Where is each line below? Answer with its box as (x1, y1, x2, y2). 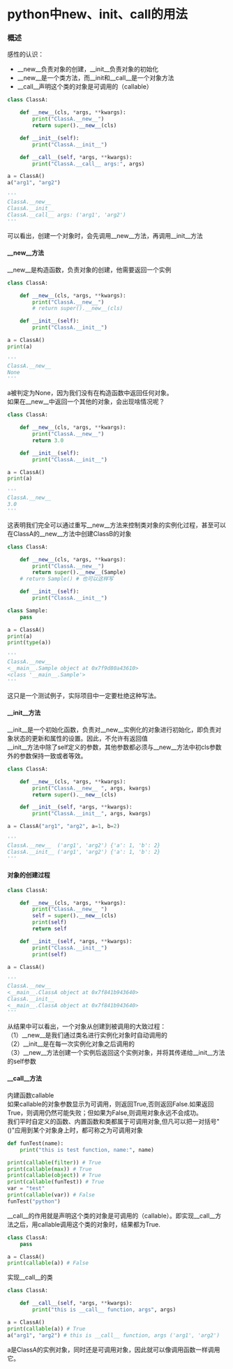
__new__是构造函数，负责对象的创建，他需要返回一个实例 (7, 265, 172, 274)
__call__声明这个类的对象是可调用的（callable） (17, 82, 153, 91)
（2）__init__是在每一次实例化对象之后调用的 (7, 1039, 135, 1048)
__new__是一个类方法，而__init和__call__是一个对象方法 (17, 74, 174, 82)
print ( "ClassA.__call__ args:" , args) (32, 160, 145, 168)
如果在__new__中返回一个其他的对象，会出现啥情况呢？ (7, 397, 165, 406)
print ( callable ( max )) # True (7, 1165, 92, 1173)
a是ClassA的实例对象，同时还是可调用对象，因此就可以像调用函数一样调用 (7, 1345, 220, 1354)
